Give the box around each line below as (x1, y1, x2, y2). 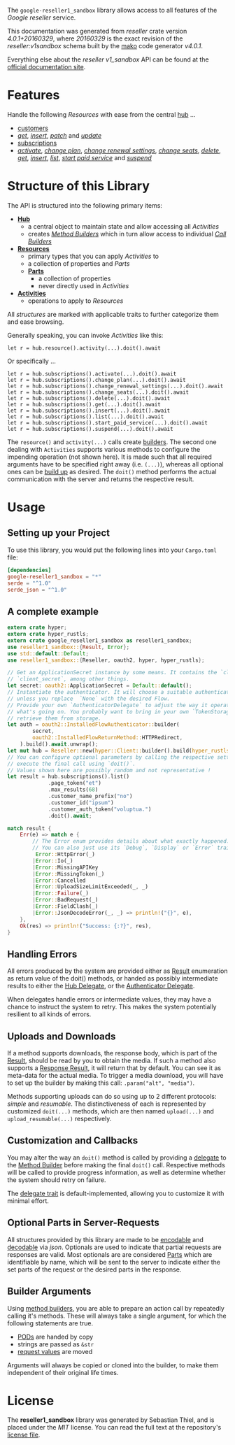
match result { (7, 825, 52, 832)
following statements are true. (7, 1318, 94, 1327)
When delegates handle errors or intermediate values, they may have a (7, 995, 212, 1004)
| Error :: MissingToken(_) (32, 870, 105, 877)
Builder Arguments (7, 1286, 92, 1297)
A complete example (7, 605, 99, 618)
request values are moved (17, 1347, 93, 1355)
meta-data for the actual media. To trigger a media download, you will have (7, 1072, 224, 1080)
